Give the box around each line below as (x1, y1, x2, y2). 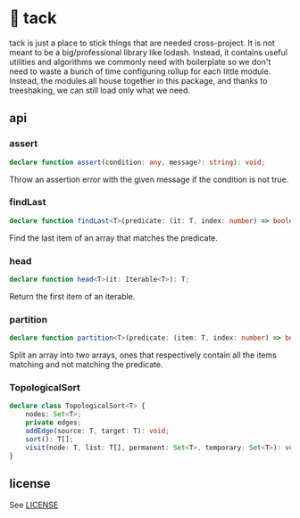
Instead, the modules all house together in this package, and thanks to (9, 75, 268, 86)
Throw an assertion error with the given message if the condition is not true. (9, 174, 289, 185)
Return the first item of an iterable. (9, 291, 136, 301)
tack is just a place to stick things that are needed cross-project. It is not (9, 37, 275, 48)
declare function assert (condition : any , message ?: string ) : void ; (9, 158, 266, 167)
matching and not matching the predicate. (9, 359, 163, 370)
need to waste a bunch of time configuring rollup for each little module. (9, 66, 271, 77)
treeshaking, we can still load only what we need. (9, 85, 190, 95)
